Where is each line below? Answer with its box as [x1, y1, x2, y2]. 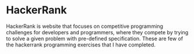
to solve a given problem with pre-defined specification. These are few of [6, 35, 183, 42]
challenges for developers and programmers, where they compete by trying [6, 28, 189, 35]
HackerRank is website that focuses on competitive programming [6, 23, 164, 30]
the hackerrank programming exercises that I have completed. [6, 41, 156, 48]
